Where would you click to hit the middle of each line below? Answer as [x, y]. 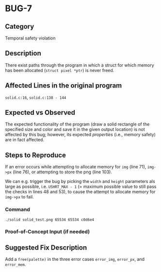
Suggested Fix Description [46, 247]
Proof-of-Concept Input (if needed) [48, 232]
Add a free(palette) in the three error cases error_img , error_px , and [75, 259]
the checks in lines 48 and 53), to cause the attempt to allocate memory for [80, 192]
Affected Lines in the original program [64, 86]
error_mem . [16, 264]
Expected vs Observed [40, 113]
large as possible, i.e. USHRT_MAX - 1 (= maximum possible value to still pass [81, 187]
